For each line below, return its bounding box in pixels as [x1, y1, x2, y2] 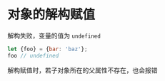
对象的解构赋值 [7, 6, 96, 23]
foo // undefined [7, 52, 59, 59]
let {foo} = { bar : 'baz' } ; [7, 45, 88, 53]
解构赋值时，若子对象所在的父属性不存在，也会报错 [7, 65, 158, 75]
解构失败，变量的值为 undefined [7, 31, 101, 40]
